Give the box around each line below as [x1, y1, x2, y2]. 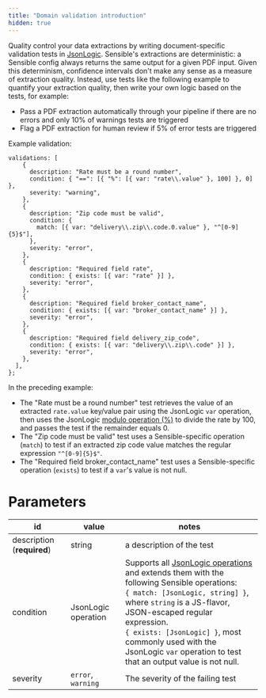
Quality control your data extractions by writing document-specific [8, 40, 226, 50]
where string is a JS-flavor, [125, 597, 230, 608]
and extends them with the [125, 567, 224, 579]
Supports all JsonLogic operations [125, 557, 253, 568]
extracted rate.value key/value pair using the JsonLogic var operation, [19, 406, 252, 415]
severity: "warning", [28, 188, 101, 196]
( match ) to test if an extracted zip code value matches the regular [19, 440, 232, 450]
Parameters [8, 492, 87, 510]
